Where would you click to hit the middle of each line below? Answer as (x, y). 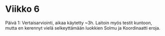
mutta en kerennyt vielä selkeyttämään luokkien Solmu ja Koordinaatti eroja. (83, 28)
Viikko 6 (22, 9)
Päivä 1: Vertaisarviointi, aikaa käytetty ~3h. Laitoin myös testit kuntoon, (79, 23)
